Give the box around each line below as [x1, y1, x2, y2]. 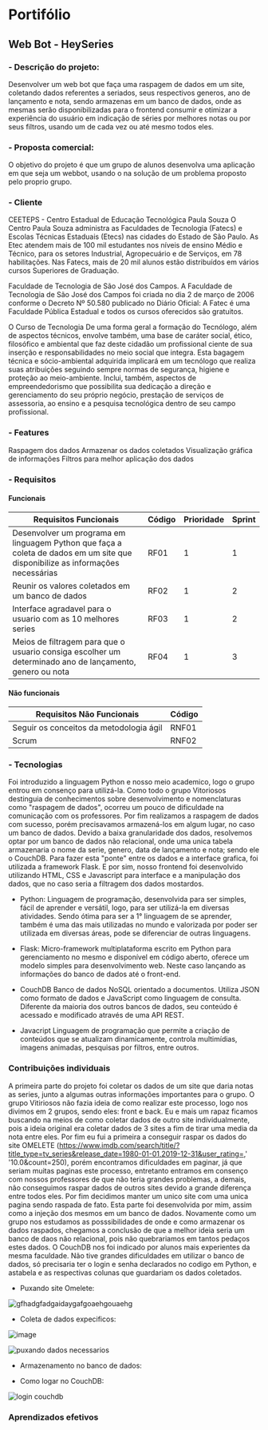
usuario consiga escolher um [12, 645, 121, 657]
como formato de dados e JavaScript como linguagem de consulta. [19, 993, 242, 1003]
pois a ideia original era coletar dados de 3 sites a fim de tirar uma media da [8, 1123, 258, 1133]
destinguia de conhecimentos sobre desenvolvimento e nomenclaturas [8, 794, 242, 804]
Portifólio [8, 6, 71, 24]
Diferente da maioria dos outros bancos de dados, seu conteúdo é [19, 1002, 238, 1011]
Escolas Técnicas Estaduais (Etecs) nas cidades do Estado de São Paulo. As [8, 232, 259, 241]
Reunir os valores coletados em [12, 580, 130, 591]
